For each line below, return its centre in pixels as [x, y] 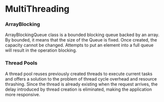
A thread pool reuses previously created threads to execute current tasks [79, 74]
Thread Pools [21, 63]
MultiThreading [37, 9]
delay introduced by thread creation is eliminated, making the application [79, 89]
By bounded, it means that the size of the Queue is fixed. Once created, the [81, 40]
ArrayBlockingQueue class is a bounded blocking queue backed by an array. [82, 35]
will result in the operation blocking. [41, 50]
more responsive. [23, 94]
